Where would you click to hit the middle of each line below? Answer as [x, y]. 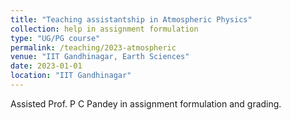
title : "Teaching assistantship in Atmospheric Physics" [131, 19]
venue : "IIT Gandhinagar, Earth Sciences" [100, 57]
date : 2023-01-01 [46, 66]
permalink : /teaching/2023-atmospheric [93, 47]
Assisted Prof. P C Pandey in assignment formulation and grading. [146, 103]
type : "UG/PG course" [55, 38]
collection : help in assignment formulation [104, 29]
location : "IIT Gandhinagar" [71, 76]
